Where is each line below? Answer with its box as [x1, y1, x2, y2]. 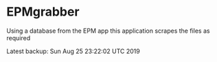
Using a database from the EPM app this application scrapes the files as [6, 27, 210, 35]
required [6, 33, 31, 42]
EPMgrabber [6, 4, 80, 20]
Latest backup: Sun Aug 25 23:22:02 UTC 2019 [6, 47, 140, 55]
